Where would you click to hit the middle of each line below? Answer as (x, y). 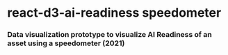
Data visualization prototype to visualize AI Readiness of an (109, 35)
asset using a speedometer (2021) (66, 43)
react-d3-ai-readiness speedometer (114, 13)
